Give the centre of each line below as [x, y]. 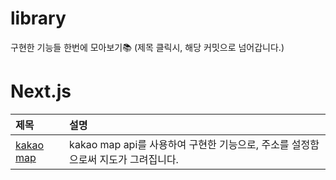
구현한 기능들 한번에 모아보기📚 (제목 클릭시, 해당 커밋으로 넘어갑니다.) [147, 47]
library [38, 18]
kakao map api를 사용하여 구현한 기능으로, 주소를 [179, 144]
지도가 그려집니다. [139, 159]
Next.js [41, 91]
